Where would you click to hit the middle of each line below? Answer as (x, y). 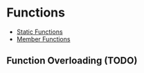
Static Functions (39, 32)
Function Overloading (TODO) (72, 61)
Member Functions (43, 39)
